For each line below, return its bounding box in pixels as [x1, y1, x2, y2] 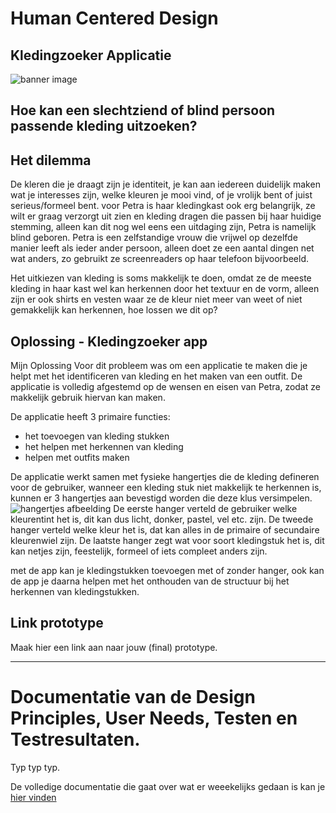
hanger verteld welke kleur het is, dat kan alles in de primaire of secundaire [10, 524, 320, 536]
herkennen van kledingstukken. [10, 586, 140, 598]
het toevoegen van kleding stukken [24, 430, 170, 442]
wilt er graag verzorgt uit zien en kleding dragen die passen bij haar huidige [10, 210, 322, 222]
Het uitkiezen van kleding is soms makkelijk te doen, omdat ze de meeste [10, 272, 312, 284]
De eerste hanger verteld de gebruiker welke [113, 503, 298, 515]
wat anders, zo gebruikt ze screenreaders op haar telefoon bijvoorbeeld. [10, 253, 309, 265]
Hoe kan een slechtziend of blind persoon [10, 102, 276, 119]
